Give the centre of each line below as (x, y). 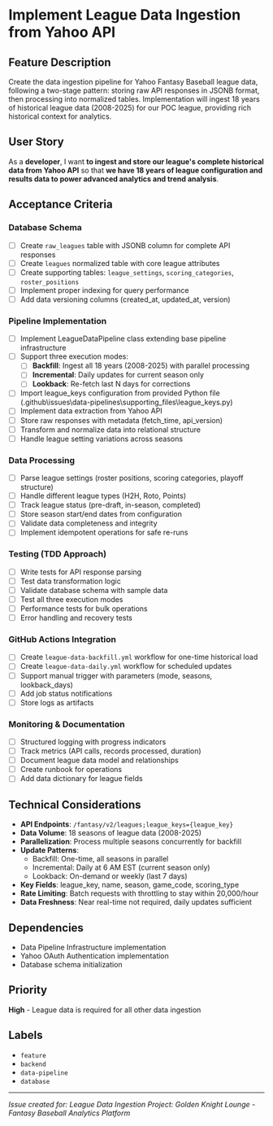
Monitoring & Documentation (67, 724)
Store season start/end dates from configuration (101, 514)
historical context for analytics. (60, 116)
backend (33, 1064)
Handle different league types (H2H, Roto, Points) (103, 496)
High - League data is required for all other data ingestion (105, 1010)
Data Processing (42, 460)
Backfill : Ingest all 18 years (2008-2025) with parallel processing (141, 366)
